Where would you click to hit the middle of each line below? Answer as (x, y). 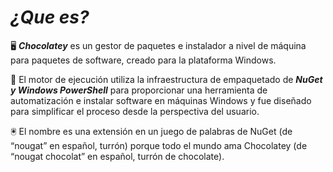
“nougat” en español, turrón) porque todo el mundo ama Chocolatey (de (159, 145)
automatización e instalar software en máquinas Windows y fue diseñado (161, 100)
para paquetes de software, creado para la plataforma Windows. (143, 60)
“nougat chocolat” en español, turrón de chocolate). (117, 156)
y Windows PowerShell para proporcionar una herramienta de (139, 90)
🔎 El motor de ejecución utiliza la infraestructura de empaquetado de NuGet (166, 79)
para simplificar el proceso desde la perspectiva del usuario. (135, 111)
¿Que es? (50, 17)
